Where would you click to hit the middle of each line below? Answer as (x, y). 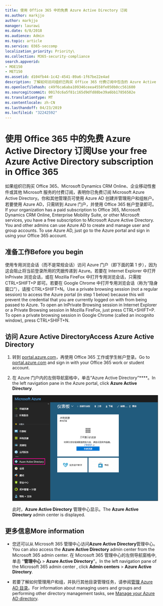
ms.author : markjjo (25, 15)
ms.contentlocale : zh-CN (30, 103)
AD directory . (25, 598)
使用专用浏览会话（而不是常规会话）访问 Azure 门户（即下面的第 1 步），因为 (81, 264)
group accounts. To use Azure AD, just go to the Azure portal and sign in (77, 230)
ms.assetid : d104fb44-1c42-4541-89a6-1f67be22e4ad (57, 77)
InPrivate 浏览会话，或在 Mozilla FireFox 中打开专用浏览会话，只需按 (73, 277)
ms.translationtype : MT (29, 97)
